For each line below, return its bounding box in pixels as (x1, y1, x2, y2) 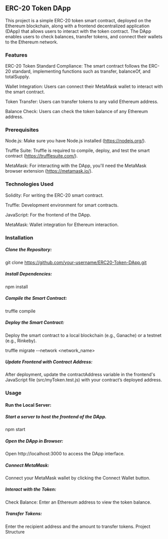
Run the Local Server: (5, 402, 51, 408)
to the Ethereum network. (5, 39, 58, 45)
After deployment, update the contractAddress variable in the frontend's (5, 371, 155, 378)
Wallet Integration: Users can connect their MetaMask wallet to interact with (5, 83, 163, 90)
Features (5, 51, 28, 59)
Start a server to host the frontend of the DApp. (5, 413, 107, 419)
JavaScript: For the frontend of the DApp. (5, 211, 91, 218)
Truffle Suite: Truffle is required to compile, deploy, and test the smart (5, 147, 150, 153)
